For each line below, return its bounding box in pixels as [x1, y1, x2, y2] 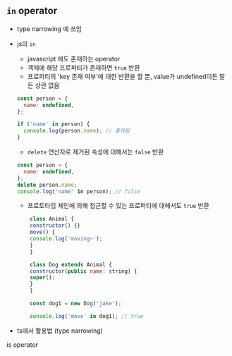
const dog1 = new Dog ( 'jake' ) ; [30, 300, 122, 307]
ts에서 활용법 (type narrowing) [16, 326, 104, 335]
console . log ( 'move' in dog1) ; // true [30, 312, 144, 319]
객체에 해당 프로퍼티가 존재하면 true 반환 [27, 63, 140, 72]
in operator [6, 5, 58, 17]
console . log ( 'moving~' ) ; [30, 235, 103, 243]
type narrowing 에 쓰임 [16, 24, 83, 33]
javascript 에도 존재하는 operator [27, 54, 121, 63]
